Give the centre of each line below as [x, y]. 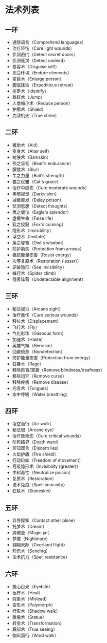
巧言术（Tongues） [31, 388]
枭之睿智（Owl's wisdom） [39, 243]
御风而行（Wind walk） [36, 636]
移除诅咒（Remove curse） [39, 376]
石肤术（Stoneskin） [33, 491]
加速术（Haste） [29, 339]
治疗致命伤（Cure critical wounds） [48, 436]
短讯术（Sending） [31, 551]
